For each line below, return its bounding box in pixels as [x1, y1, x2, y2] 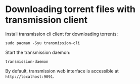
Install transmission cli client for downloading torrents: [5, 31, 118, 37]
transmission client [5, 14, 87, 26]
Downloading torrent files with [5, 4, 135, 15]
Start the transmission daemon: [5, 49, 71, 55]
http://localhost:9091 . [5, 73, 55, 79]
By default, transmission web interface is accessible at [5, 68, 119, 74]
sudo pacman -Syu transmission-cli [5, 40, 80, 46]
